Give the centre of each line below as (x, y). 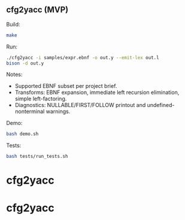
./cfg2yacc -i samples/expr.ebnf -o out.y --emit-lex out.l (83, 57)
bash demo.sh (22, 134)
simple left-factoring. (41, 99)
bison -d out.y (25, 63)
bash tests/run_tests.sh (37, 157)
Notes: (14, 75)
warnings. (58, 111)
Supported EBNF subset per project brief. (66, 86)
